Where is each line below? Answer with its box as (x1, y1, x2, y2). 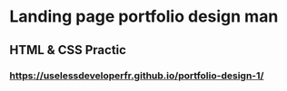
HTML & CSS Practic (9, 42, 127, 58)
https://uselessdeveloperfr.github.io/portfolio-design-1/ (9, 69, 264, 82)
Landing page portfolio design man (9, 6, 279, 27)
